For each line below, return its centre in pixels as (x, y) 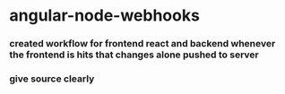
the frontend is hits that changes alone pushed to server (134, 55)
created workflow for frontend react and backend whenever (142, 44)
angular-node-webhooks (104, 16)
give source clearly (52, 79)
